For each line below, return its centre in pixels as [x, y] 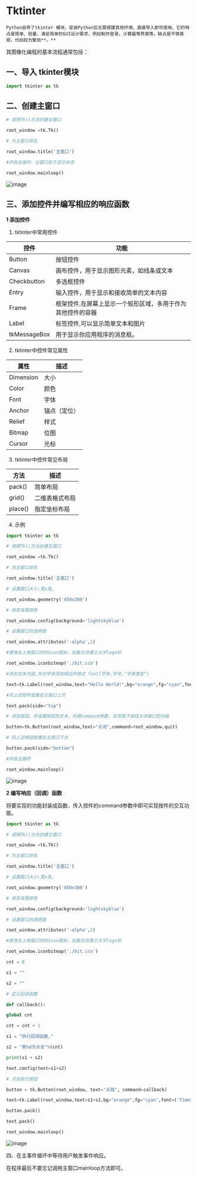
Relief [17, 421]
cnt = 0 [16, 962]
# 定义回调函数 [22, 994]
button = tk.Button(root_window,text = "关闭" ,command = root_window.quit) [92, 727]
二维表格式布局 [55, 498]
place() [19, 509]
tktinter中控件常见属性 [41, 350]
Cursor [18, 443]
